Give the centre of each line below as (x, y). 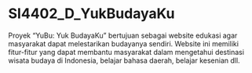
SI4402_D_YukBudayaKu (91, 14)
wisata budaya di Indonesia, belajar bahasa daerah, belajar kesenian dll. (124, 60)
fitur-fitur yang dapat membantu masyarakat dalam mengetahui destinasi (126, 52)
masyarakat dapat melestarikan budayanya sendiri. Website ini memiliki (124, 43)
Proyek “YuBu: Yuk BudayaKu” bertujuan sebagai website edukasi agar (123, 35)
